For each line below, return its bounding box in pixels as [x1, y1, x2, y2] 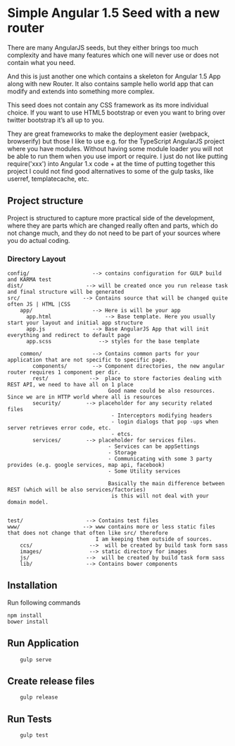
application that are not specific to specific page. [7, 357, 169, 364]
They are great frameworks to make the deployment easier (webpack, [7, 129, 210, 138]
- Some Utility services [108, 468, 181, 475]
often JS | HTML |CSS [7, 301, 71, 308]
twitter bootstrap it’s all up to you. [7, 115, 104, 124]
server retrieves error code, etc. [7, 425, 112, 432]
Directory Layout [7, 254, 66, 264]
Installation [7, 579, 58, 591]
